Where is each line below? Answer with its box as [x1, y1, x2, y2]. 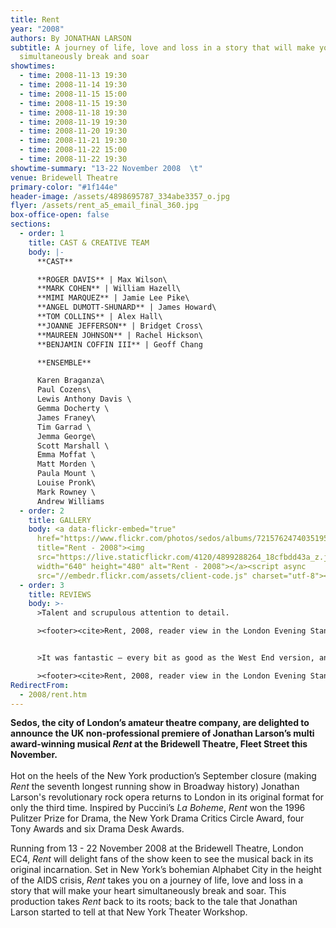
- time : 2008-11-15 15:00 [19, 89, 128, 99]
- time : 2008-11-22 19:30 [19, 154, 128, 164]
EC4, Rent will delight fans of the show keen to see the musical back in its [10, 853, 314, 865]
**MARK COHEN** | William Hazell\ [36, 284, 182, 294]
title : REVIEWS [28, 589, 92, 600]
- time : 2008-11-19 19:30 [19, 117, 128, 127]
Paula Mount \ [36, 469, 97, 479]
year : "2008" [10, 24, 65, 34]
